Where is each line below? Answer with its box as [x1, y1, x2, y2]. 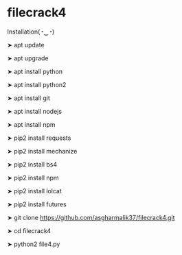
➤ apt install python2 [7, 80, 67, 88]
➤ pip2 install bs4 [7, 160, 57, 169]
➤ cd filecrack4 [7, 226, 52, 234]
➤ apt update [7, 40, 45, 49]
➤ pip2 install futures [7, 200, 67, 208]
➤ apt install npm [7, 120, 56, 128]
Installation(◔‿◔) [7, 27, 55, 36]
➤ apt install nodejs [7, 107, 62, 115]
